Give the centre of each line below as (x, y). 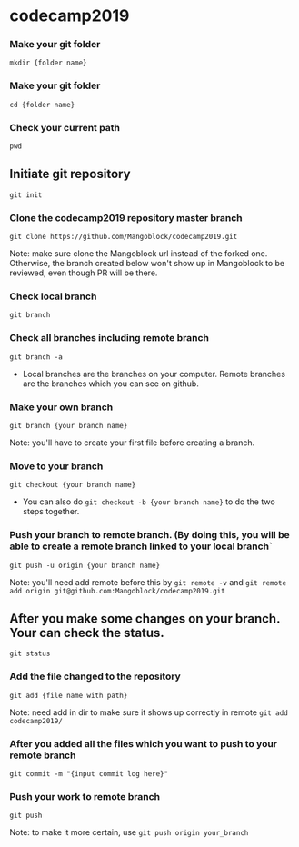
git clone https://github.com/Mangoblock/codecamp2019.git (124, 237)
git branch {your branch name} (69, 426)
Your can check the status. (87, 633)
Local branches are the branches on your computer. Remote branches (154, 374)
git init (26, 195)
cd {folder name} (42, 105)
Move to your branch (56, 466)
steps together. (51, 512)
